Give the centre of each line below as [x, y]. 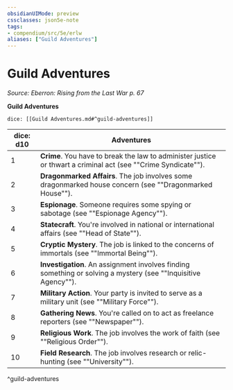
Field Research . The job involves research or [114, 353]
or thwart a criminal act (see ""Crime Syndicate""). [123, 165]
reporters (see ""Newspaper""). [92, 322]
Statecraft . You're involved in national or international [128, 225]
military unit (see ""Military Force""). [100, 302]
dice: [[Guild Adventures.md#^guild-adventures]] [80, 119]
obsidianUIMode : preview [43, 14]
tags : [15, 26]
